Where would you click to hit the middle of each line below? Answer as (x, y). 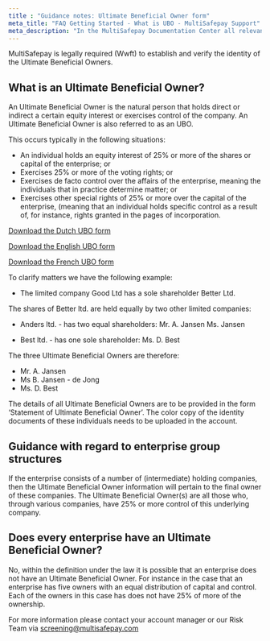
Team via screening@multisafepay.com (74, 628)
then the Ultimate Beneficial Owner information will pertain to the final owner (135, 487)
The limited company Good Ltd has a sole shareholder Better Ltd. (127, 293)
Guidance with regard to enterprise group (115, 447)
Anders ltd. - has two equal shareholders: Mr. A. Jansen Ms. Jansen (132, 325)
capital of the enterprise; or (65, 164)
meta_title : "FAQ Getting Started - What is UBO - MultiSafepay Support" (135, 23)
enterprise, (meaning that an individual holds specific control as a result (139, 207)
